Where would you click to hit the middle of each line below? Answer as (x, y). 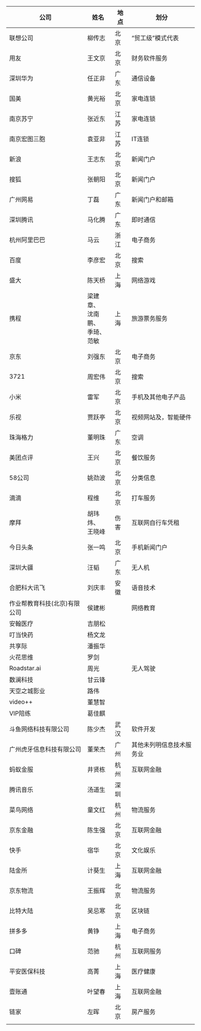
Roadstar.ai (25, 668)
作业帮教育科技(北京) (39, 603)
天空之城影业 (28, 691)
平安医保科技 (28, 971)
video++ (21, 702)
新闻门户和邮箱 (153, 200)
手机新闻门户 (150, 547)
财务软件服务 (150, 58)
